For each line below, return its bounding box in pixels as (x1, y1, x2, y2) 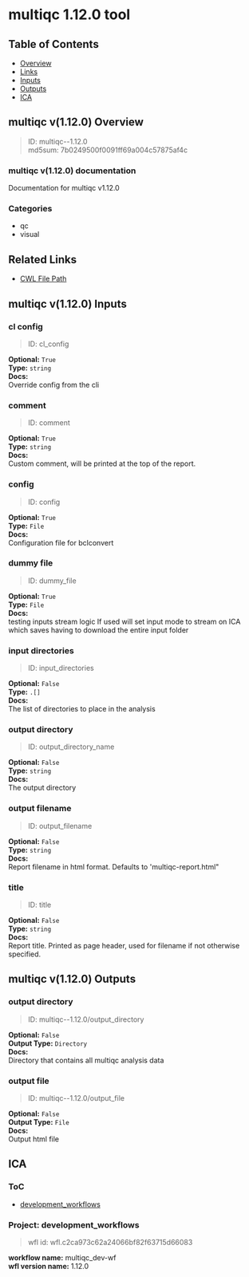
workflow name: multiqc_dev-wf (8, 1252, 117, 1262)
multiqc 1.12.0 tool (8, 6, 131, 24)
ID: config (27, 497, 61, 506)
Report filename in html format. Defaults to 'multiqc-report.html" (8, 861, 219, 871)
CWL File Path (19, 274, 67, 284)
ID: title (27, 900, 52, 909)
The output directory (8, 783, 77, 793)
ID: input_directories (27, 664, 94, 673)
